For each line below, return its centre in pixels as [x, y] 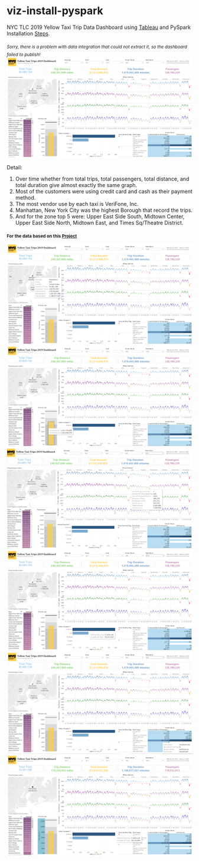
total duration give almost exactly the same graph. [76, 185]
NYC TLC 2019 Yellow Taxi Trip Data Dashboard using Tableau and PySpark [99, 27]
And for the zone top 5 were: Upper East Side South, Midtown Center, [100, 216]
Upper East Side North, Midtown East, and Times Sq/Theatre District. [99, 222]
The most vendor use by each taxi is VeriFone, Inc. [77, 204]
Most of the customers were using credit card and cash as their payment [104, 191]
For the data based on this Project [42, 236]
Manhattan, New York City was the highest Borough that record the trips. [104, 210]
